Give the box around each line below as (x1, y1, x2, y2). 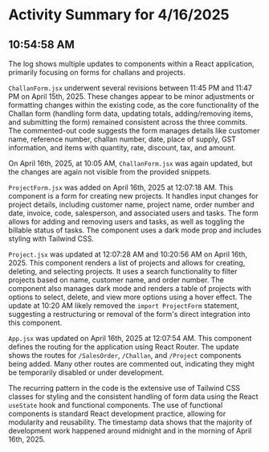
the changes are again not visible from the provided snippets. (8, 167, 211, 176)
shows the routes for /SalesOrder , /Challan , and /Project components (8, 351, 242, 360)
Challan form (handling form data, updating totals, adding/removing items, (8, 109, 254, 118)
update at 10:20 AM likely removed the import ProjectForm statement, (8, 301, 239, 310)
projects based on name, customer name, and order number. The (8, 275, 225, 285)
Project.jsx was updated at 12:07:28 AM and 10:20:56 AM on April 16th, (8, 249, 247, 259)
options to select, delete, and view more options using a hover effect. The (8, 292, 252, 302)
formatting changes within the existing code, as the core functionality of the (8, 101, 259, 109)
